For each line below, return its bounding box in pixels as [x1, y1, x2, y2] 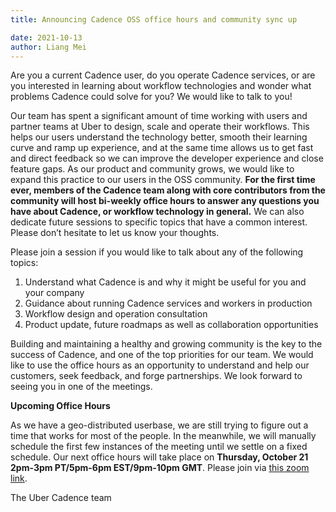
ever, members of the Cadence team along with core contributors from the [10, 184, 326, 196]
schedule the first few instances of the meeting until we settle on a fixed [10, 441, 308, 453]
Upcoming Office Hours [10, 400, 111, 412]
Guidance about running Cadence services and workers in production [24, 297, 313, 310]
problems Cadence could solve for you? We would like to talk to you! [10, 91, 293, 103]
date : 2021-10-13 [10, 32, 83, 43]
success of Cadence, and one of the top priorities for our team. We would [10, 349, 314, 361]
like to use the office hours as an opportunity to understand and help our [10, 359, 310, 371]
